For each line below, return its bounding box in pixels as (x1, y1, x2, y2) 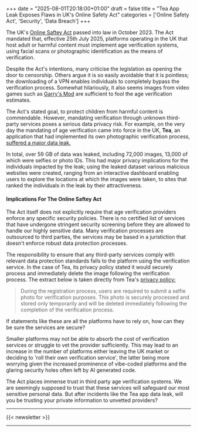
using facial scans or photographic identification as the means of (6, 48, 163, 55)
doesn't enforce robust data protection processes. (6, 240, 128, 247)
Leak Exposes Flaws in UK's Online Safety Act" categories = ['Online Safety (6, 11, 189, 18)
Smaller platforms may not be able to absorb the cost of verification (6, 335, 169, 343)
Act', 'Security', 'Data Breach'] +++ (6, 18, 91, 24)
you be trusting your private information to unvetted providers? (6, 397, 158, 404)
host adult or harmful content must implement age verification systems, (6, 41, 179, 48)
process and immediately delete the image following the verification (6, 270, 170, 277)
